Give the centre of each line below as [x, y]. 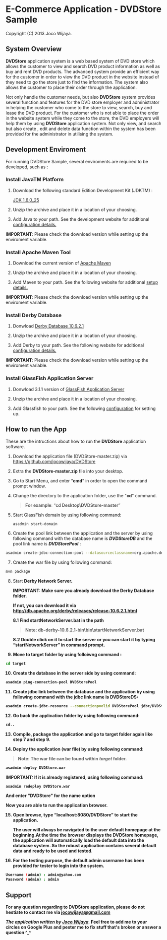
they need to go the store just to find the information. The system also [77, 82]
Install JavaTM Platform [35, 180]
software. [15, 446]
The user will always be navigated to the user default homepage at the [86, 830]
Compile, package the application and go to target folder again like [83, 734]
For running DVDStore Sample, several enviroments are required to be [77, 161]
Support [19, 895]
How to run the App [36, 430]
